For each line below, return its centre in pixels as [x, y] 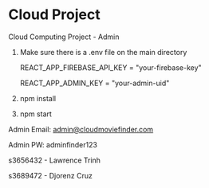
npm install [38, 98]
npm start [35, 114]
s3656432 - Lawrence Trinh [55, 160]
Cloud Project [55, 15]
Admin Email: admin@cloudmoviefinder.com [81, 129]
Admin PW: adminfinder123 [53, 144]
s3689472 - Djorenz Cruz [51, 175]
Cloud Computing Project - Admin [64, 37]
